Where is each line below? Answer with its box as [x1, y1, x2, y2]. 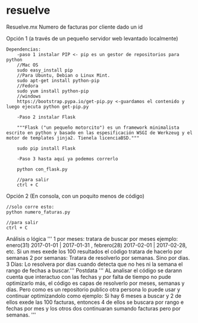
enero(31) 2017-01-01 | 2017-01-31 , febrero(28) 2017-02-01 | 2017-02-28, [6, 241, 187, 249]
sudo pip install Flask [17, 145, 76, 151]
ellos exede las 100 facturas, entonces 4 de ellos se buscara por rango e [6, 299, 184, 306]
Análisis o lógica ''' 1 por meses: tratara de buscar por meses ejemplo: [6, 235, 178, 242]
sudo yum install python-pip [17, 88, 89, 94]
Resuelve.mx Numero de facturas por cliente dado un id [6, 23, 143, 30]
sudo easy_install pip [17, 67, 73, 73]
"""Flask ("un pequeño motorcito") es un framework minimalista [17, 125, 180, 131]
